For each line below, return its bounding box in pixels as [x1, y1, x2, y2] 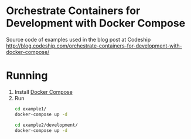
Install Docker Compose [14, 88, 73, 95]
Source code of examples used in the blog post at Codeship [6, 36, 151, 43]
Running [6, 69, 48, 83]
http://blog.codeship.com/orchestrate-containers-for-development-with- [6, 42, 183, 49]
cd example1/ [14, 106, 47, 112]
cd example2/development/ [14, 122, 78, 128]
